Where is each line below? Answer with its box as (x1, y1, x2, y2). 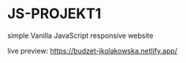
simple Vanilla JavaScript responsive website (7, 31, 154, 40)
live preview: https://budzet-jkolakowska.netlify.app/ (7, 46, 178, 55)
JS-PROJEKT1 (7, 5, 102, 23)
